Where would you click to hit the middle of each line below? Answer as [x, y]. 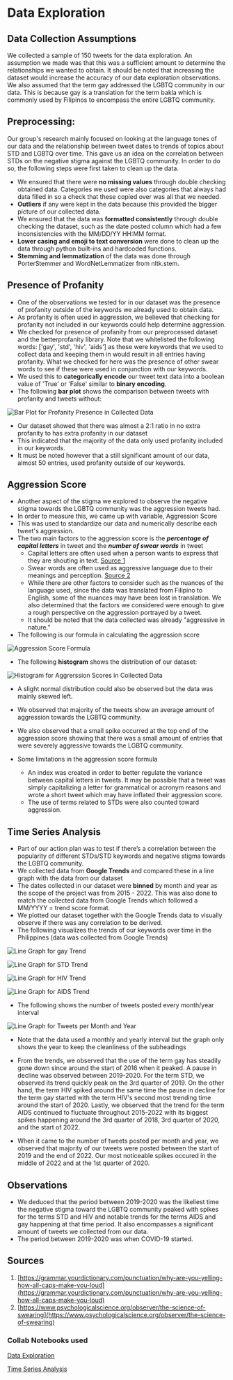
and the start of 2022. [49, 1127]
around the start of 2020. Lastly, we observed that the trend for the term [121, 1105]
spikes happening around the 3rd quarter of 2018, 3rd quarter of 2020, [119, 1120]
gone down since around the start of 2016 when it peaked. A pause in [117, 1068]
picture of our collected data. [59, 212]
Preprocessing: [41, 122]
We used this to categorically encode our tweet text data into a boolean [121, 376]
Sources [26, 1261]
